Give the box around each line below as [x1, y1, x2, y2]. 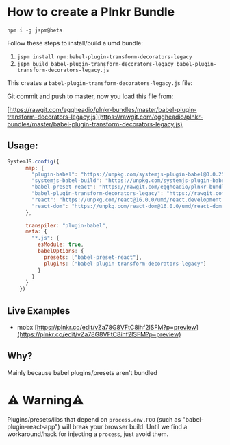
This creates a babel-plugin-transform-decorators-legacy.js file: [7, 78, 193, 87]
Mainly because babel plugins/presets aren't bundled [7, 368, 157, 376]
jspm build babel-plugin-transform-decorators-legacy [16, 60, 174, 67]
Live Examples [7, 305, 71, 317]
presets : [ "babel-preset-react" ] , [43, 253, 142, 261]
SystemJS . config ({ [7, 158, 60, 165]
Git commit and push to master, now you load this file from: [7, 92, 174, 100]
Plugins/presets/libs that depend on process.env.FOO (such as [7, 415, 181, 423]
